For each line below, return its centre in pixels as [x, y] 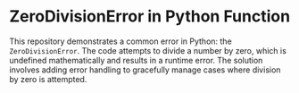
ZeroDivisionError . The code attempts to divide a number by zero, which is [148, 50]
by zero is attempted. [48, 79]
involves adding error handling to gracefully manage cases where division [145, 70]
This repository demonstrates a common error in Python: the [120, 41]
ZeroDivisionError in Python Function [150, 17]
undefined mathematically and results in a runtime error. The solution [136, 60]
